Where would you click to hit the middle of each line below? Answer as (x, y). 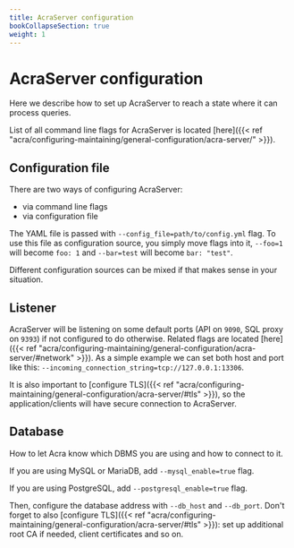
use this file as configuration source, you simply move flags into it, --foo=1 (146, 244)
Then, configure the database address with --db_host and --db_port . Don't (147, 505)
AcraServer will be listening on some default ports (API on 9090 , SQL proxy (147, 329)
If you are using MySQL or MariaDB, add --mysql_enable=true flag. (132, 470)
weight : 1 (28, 34)
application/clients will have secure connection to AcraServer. (123, 403)
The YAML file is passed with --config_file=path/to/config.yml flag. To (143, 234)
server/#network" (42, 357)
